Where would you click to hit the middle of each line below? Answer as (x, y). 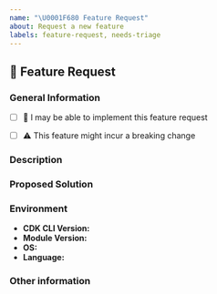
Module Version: (55, 238)
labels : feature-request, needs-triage (85, 35)
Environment (39, 208)
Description (36, 160)
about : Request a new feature (67, 26)
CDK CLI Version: (56, 228)
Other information (50, 281)
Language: (44, 258)
